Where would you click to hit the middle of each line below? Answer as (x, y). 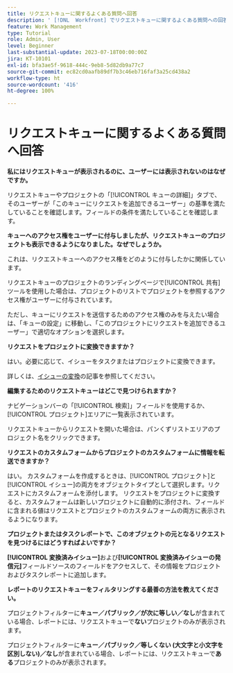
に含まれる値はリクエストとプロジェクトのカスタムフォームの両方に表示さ (113, 511)
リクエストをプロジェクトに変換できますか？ (71, 347)
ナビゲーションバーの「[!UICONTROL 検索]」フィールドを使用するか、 (108, 406)
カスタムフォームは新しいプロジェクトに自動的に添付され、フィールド (125, 502)
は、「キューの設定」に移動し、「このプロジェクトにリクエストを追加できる (113, 323)
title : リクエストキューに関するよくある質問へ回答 (72, 14)
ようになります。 (37, 519)
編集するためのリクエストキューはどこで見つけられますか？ (92, 391)
